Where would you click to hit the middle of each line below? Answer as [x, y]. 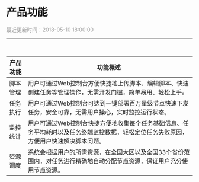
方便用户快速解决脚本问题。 [66, 141]
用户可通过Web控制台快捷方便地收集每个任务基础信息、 [105, 123]
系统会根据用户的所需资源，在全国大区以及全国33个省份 [106, 152]
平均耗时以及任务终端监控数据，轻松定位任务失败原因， [111, 132]
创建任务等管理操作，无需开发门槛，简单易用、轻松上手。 [108, 92]
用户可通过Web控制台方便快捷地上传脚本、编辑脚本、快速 [108, 83]
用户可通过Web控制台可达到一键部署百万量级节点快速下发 [108, 103]
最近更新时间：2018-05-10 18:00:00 [50, 30]
